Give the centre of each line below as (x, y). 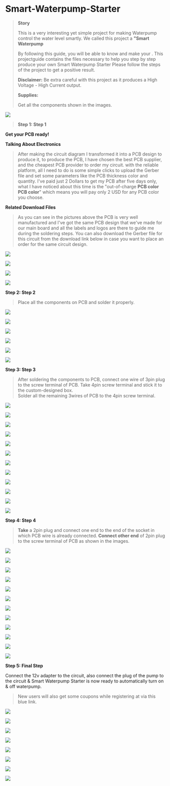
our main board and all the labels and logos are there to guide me (86, 228)
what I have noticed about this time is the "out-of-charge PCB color (88, 186)
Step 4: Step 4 (21, 520)
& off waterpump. (24, 686)
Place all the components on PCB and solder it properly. (76, 302)
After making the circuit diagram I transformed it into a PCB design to (90, 154)
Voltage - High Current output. (49, 85)
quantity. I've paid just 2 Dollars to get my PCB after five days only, (87, 181)
